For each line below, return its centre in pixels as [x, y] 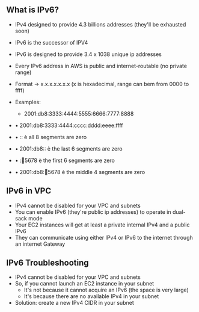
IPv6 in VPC [29, 191]
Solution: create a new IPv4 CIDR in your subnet [74, 303]
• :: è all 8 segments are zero [51, 137]
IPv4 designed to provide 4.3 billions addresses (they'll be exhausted [100, 24]
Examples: [28, 102]
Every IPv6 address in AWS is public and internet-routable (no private [101, 66]
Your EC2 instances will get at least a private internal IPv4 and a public [102, 225]
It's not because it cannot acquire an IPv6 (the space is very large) [106, 290]
